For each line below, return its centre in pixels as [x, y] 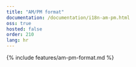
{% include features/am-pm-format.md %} [60, 58]
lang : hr [17, 40]
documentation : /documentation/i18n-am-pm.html [68, 18]
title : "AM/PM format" [35, 12]
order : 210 [20, 35]
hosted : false [25, 29]
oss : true [19, 23]
